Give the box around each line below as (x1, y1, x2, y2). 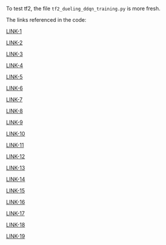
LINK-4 (6, 62, 24, 69)
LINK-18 (6, 221, 25, 228)
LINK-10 (6, 130, 25, 137)
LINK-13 (6, 165, 25, 171)
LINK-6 (6, 85, 24, 92)
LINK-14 (6, 176, 25, 183)
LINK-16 (6, 199, 25, 205)
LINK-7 (6, 96, 23, 103)
